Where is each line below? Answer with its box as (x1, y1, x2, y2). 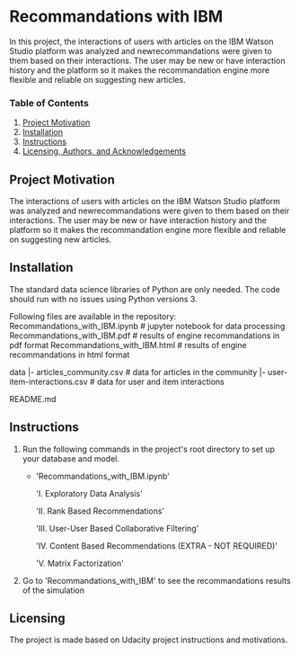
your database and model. (22, 452, 119, 464)
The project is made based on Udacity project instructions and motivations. (9, 634, 288, 645)
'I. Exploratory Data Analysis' (35, 488, 144, 498)
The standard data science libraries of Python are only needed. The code (9, 283, 280, 294)
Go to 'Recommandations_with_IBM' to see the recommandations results (22, 575, 292, 586)
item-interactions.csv (9, 376, 88, 387)
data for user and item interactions (97, 376, 225, 387)
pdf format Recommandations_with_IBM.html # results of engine (9, 339, 247, 350)
